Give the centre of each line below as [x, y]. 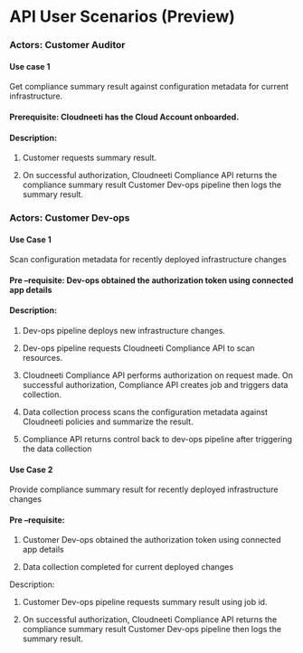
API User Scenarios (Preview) [122, 17]
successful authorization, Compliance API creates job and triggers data [155, 385]
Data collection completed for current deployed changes [128, 567]
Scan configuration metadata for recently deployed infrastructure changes [148, 260]
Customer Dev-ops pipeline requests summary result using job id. [145, 602]
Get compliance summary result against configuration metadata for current [149, 87]
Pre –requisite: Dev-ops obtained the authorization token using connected [151, 280]
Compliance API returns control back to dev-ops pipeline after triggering [157, 440]
